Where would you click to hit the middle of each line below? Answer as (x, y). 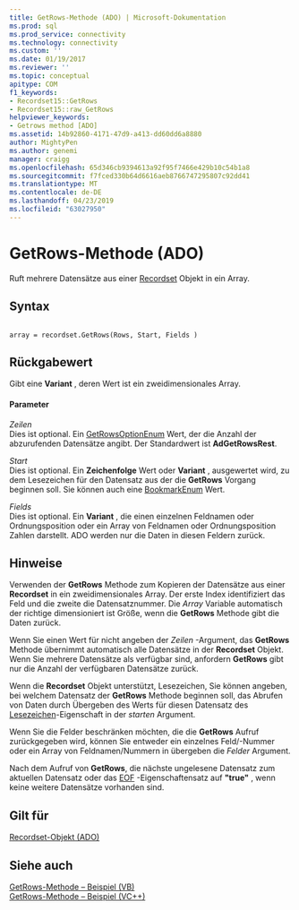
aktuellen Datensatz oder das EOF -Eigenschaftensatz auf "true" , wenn (142, 778)
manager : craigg (39, 159)
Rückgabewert (51, 362)
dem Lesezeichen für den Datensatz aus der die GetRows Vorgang (133, 479)
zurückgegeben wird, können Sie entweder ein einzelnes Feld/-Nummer (142, 742)
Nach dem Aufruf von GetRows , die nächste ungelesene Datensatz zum (142, 768)
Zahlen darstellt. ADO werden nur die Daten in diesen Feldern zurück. (137, 535)
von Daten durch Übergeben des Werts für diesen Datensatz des (129, 705)
